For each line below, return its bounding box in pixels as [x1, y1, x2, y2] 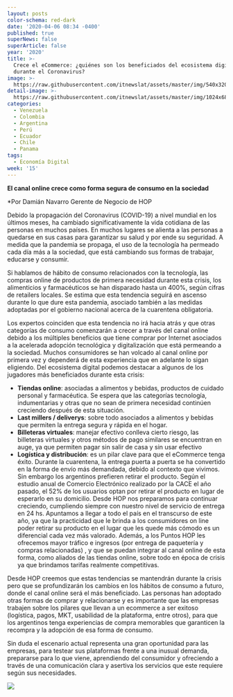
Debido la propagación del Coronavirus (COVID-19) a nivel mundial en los [7, 211, 217, 219]
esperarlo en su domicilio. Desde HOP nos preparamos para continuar [17, 494, 218, 503]
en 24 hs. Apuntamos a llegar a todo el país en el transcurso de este [17, 509, 213, 517]
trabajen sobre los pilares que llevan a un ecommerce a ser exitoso [7, 603, 199, 612]
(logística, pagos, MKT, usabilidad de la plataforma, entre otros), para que [7, 611, 218, 619]
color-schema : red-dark [7, 17, 76, 24]
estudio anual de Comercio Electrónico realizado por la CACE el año [17, 479, 212, 488]
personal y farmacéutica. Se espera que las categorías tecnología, [17, 391, 207, 399]
